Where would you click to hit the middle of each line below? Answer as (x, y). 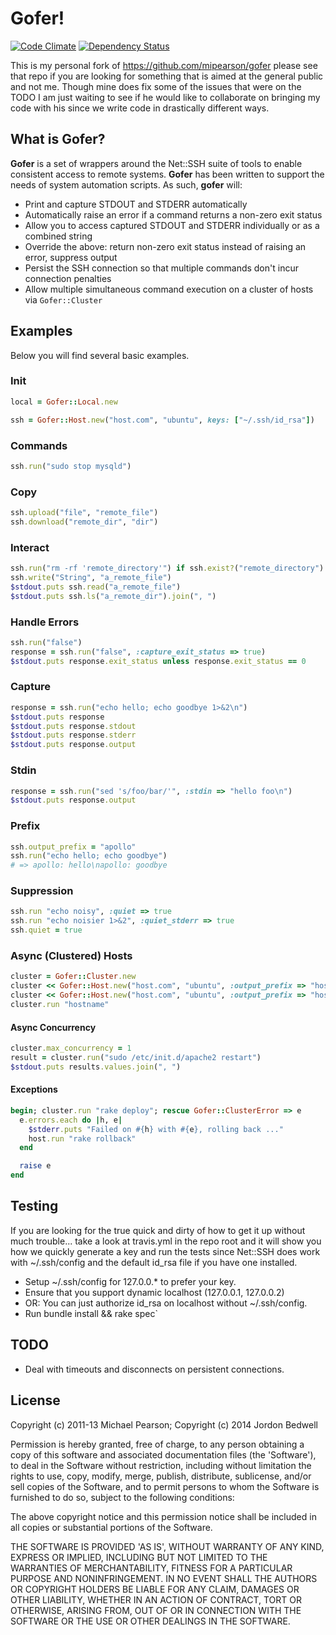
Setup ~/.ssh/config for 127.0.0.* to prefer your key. (130, 1281)
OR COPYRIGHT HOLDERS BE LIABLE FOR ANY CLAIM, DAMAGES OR (155, 1589)
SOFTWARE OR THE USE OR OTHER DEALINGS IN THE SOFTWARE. (150, 1621)
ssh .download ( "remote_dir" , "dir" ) (84, 522)
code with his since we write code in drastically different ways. (140, 108)
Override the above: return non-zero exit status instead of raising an (165, 246)
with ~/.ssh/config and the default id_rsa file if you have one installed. (154, 1262)
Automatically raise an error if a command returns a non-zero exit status (173, 214)
